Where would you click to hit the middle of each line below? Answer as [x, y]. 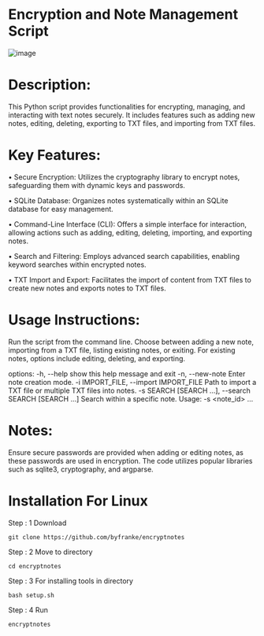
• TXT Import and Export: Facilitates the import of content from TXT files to [130, 279]
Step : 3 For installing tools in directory [71, 581]
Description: [50, 85]
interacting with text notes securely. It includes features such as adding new [132, 115]
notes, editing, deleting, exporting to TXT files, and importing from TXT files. [132, 123]
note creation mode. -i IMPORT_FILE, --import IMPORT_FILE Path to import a [132, 382]
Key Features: [54, 155]
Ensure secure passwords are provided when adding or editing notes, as [126, 452]
